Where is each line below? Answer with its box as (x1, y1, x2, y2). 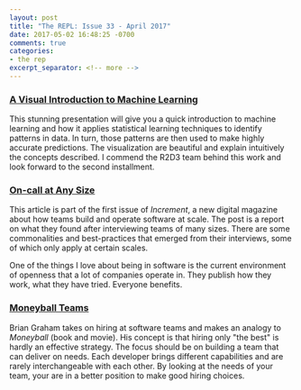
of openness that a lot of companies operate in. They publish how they (9, 269, 272, 280)
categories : (9, 47, 54, 56)
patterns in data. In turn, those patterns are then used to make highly (9, 132, 265, 144)
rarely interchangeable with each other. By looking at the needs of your (9, 360, 273, 371)
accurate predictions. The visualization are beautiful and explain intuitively (9, 142, 285, 153)
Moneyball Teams (9, 302, 89, 314)
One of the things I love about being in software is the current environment (9, 260, 287, 271)
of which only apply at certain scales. (9, 242, 149, 253)
